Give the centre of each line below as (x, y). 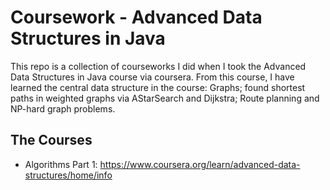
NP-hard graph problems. (63, 108)
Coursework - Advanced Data (136, 17)
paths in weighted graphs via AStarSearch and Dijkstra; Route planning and (165, 98)
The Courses (51, 140)
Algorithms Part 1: (61, 164)
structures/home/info (68, 175)
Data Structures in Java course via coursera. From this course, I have (152, 77)
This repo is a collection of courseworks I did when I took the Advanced (158, 66)
